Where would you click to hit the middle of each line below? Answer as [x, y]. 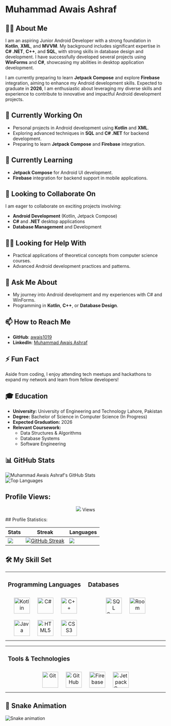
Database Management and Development [57, 227]
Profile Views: [28, 497]
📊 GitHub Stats [30, 460]
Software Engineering [43, 444]
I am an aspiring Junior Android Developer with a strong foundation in [78, 40]
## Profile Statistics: [26, 519]
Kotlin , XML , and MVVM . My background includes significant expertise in [83, 46]
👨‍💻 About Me [26, 28]
